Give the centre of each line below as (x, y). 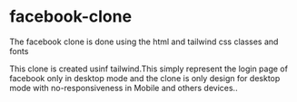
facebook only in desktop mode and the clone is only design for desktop (145, 78)
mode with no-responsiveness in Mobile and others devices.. (124, 88)
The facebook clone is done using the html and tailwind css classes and (144, 42)
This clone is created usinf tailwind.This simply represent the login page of (149, 69)
